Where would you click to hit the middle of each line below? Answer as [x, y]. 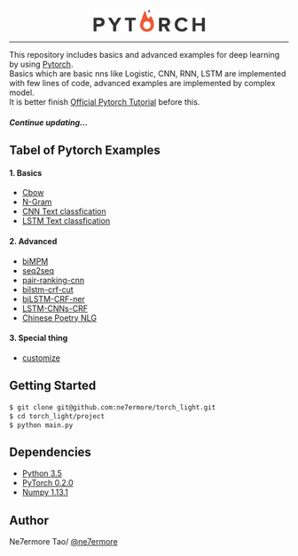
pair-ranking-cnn [53, 280]
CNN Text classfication [64, 211]
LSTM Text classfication [66, 221]
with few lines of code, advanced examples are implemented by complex [142, 83]
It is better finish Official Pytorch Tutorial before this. [105, 102]
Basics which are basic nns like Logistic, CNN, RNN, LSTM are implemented [148, 74]
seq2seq [38, 270]
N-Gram [37, 202]
